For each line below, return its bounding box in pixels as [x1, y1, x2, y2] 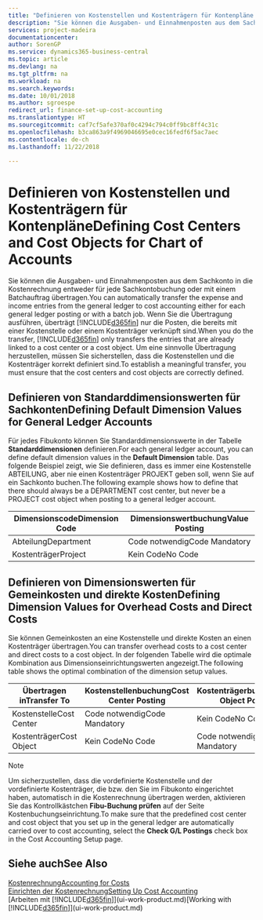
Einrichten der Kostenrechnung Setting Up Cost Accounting [8, 886, 198, 896]
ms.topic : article [8, 56, 68, 64]
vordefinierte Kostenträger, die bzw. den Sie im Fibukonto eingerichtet [8, 784, 234, 794]
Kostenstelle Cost [12, 708, 74, 719]
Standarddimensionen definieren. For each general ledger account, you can [8, 444, 254, 454]
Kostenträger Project [12, 549, 86, 560]
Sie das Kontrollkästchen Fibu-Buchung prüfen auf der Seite [8, 801, 205, 810]
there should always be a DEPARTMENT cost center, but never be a [8, 486, 225, 495]
